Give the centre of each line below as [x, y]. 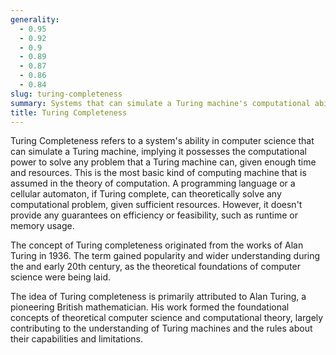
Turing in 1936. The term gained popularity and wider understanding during [165, 256]
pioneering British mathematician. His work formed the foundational [150, 307]
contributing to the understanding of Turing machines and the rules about [161, 328]
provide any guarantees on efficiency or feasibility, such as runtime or [154, 215]
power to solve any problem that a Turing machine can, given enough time [163, 162]
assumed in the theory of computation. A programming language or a [153, 183]
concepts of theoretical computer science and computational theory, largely [167, 318]
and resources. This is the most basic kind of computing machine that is [158, 173]
